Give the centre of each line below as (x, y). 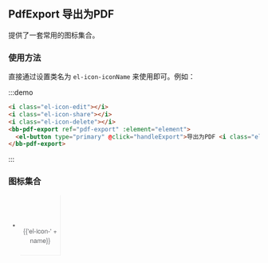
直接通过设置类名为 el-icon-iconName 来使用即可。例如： (102, 77)
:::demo (21, 92)
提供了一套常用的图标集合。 (54, 35)
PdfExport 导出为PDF (61, 14)
